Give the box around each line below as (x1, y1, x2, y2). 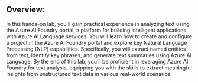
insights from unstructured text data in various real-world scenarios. (6, 70, 173, 77)
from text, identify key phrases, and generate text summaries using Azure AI (6, 51, 192, 58)
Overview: (6, 5, 46, 15)
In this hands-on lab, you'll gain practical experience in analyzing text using (6, 20, 190, 27)
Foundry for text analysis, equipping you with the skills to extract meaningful (6, 64, 192, 71)
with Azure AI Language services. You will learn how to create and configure (6, 32, 193, 40)
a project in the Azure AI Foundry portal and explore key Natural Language (6, 39, 187, 46)
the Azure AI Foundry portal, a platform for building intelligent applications (6, 26, 187, 34)
